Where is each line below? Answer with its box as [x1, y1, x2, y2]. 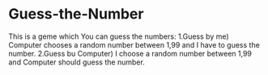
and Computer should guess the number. [8, 57, 146, 67]
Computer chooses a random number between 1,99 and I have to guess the [8, 40, 261, 49]
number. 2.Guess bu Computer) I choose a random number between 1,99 [8, 48, 253, 58]
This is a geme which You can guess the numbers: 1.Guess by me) [8, 31, 229, 41]
